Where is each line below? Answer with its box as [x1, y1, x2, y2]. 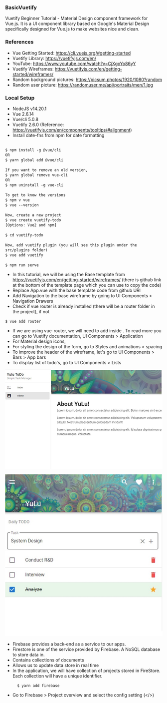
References [5, 39, 34, 46]
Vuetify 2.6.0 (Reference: [12, 122, 64, 128]
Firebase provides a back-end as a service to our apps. [12, 641, 126, 647]
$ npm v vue [5, 197, 30, 203]
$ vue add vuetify [5, 252, 43, 258]
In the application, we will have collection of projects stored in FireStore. [12, 667, 161, 673]
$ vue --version [5, 202, 39, 208]
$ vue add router [5, 319, 41, 324]
